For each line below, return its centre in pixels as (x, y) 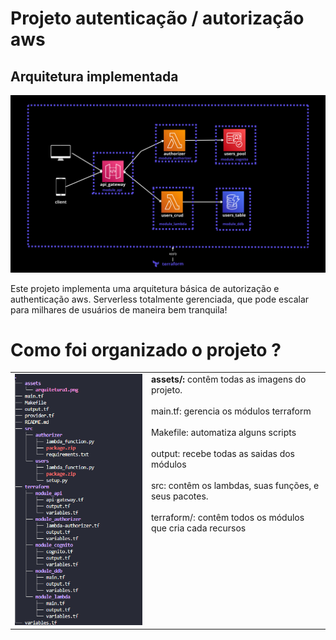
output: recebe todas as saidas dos (222, 454)
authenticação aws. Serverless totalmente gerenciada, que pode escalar (160, 299)
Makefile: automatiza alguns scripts (223, 433)
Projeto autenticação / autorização (157, 18)
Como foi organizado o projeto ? (146, 349)
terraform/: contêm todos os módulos (227, 518)
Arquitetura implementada (94, 76)
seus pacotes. (179, 496)
